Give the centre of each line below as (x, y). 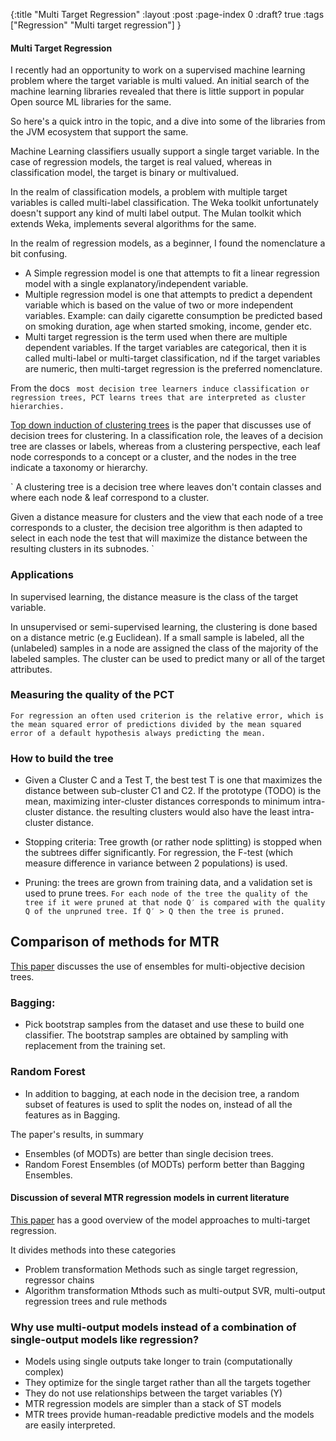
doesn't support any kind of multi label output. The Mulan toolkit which (156, 213)
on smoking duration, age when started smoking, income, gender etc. (168, 326)
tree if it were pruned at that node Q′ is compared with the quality (175, 903)
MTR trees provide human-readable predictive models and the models (169, 1414)
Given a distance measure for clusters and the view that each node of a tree (167, 517)
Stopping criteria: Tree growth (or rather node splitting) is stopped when (173, 842)
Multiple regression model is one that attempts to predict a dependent (168, 295)
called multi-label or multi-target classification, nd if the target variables (172, 358)
